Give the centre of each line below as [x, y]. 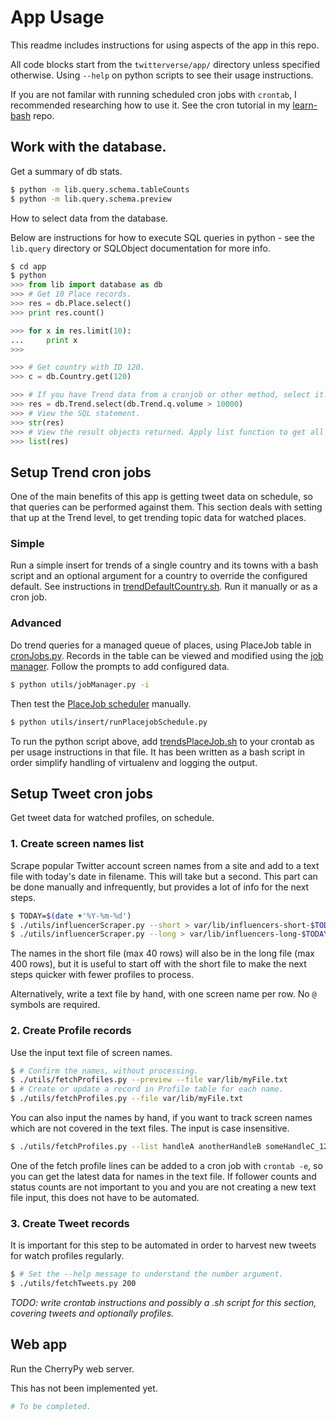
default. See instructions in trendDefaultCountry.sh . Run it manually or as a [164, 587]
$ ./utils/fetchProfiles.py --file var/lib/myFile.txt [127, 1099]
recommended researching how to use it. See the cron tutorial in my [150, 105]
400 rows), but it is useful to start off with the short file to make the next [158, 964]
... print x [44, 340]
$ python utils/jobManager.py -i [80, 684]
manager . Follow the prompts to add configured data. [120, 666]
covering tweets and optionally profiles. [92, 1313]
